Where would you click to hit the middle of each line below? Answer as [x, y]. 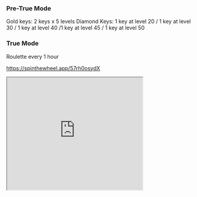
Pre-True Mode [29, 8]
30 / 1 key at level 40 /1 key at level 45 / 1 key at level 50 [75, 28]
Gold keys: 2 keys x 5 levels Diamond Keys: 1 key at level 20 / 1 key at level [98, 22]
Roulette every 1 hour [33, 56]
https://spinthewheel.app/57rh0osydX [53, 68]
